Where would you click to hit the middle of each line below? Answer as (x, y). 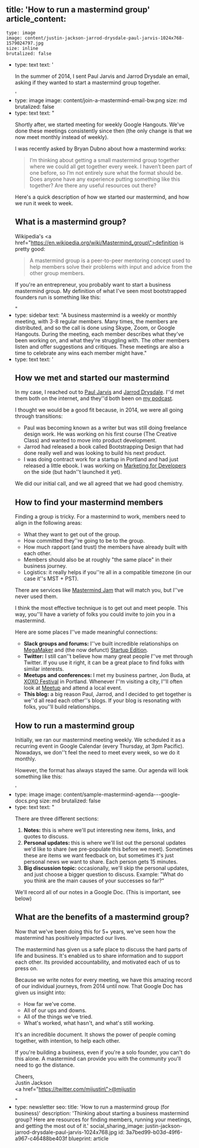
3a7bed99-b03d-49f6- (154, 1132)
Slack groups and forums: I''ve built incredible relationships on (101, 644)
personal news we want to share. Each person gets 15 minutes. (101, 862)
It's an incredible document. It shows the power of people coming (95, 1034)
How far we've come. (50, 1004)
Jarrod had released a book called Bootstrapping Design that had (104, 447)
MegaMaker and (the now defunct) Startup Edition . (86, 650)
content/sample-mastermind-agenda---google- (122, 795)
